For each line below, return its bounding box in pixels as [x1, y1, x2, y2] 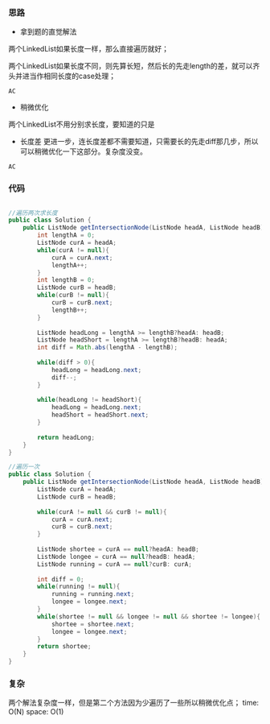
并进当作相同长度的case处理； [14, 71, 117, 81]
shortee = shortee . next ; [51, 620, 135, 628]
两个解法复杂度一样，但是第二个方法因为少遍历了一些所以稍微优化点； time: [8, 698, 260, 708]
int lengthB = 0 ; [37, 276, 95, 284]
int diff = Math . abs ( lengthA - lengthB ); [37, 344, 178, 352]
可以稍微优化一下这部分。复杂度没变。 [19, 147, 147, 156]
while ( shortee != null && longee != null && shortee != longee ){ [37, 612, 261, 621]
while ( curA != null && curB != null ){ [37, 507, 167, 516]
